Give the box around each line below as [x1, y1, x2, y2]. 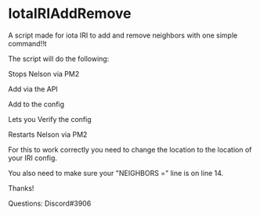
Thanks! [8, 183, 34, 192]
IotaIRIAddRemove [8, 5, 132, 23]
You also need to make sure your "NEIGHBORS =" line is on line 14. [8, 168, 224, 177]
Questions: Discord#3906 [8, 199, 92, 208]
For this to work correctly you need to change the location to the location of [8, 145, 252, 154]
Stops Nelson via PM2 [8, 69, 80, 78]
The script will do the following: [8, 54, 110, 63]
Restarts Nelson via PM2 [8, 130, 88, 139]
